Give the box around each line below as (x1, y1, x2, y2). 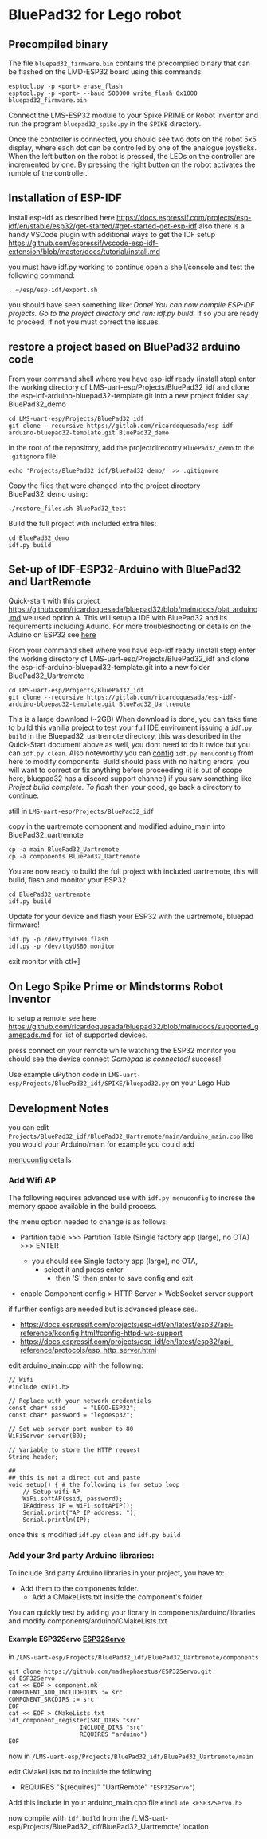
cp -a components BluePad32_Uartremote (8, 853, 141, 861)
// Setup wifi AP (22, 1488, 80, 1496)
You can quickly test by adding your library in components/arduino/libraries (8, 1607, 256, 1617)
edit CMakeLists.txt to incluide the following (8, 1766, 152, 1776)
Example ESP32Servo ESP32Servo (8, 1635, 126, 1644)
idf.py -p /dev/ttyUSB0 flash (8, 936, 109, 944)
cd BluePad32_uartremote (8, 890, 91, 899)
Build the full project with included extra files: (8, 518, 157, 528)
